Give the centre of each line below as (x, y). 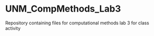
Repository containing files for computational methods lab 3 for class (77, 23)
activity (13, 28)
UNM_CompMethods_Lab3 (63, 9)
